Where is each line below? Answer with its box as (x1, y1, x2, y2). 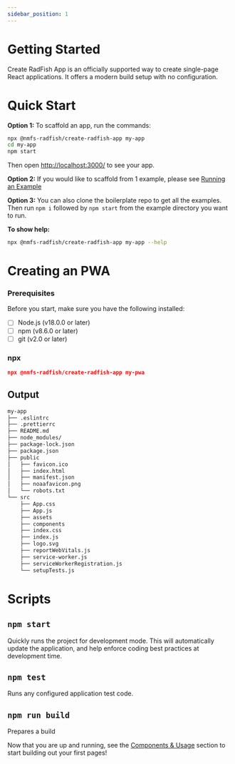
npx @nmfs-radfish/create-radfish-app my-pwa (7, 369, 145, 376)
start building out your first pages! (7, 748, 108, 757)
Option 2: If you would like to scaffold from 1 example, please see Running (7, 175, 226, 183)
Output (7, 389, 39, 401)
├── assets (20, 514, 53, 521)
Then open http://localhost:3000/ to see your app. (7, 161, 155, 170)
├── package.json (7, 447, 59, 454)
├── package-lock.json (7, 441, 75, 448)
